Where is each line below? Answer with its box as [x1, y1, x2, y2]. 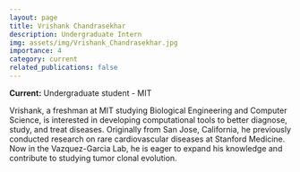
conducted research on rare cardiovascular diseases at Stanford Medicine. [9, 133, 286, 144]
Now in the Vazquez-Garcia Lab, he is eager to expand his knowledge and [9, 142, 283, 153]
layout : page [9, 13, 58, 22]
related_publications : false [9, 64, 118, 73]
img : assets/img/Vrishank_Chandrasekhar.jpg [9, 38, 178, 47]
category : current [9, 55, 78, 64]
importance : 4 [9, 47, 63, 56]
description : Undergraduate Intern [9, 30, 142, 39]
